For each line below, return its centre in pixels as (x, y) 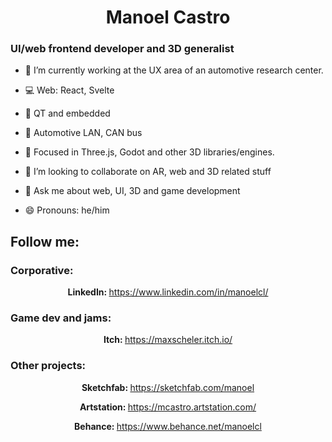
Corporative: (42, 270)
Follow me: (45, 241)
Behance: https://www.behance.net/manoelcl (168, 426)
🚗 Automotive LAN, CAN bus (83, 133)
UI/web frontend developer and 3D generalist (122, 49)
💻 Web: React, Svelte (69, 90)
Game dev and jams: (61, 318)
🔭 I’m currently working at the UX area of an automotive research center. (174, 70)
